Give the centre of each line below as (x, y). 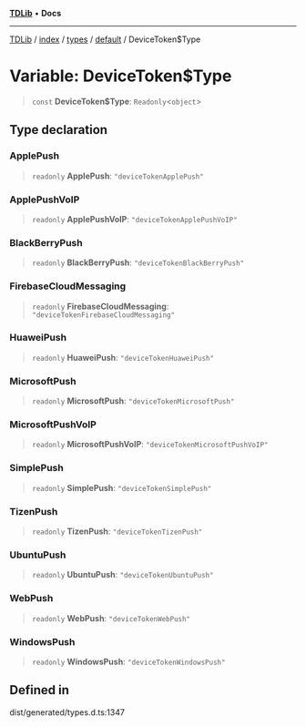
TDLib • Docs (36, 13)
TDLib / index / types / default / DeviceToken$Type (105, 39)
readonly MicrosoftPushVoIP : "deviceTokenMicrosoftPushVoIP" (150, 445)
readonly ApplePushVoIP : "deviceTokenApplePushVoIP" (135, 219)
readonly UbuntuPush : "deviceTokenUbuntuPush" (122, 575)
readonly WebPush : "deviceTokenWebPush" (111, 618)
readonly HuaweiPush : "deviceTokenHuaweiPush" (123, 357)
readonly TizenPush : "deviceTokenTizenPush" (117, 531)
